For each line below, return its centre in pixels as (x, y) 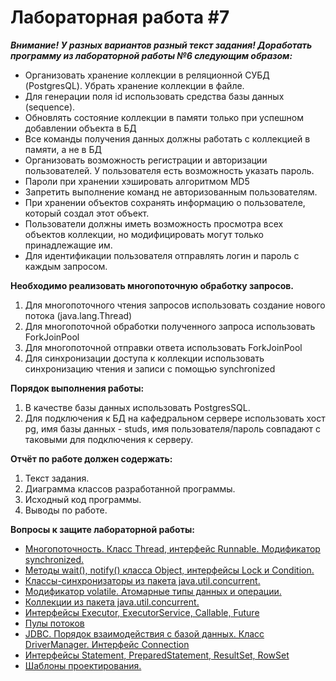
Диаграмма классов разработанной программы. (130, 488)
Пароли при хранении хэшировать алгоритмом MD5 (137, 181)
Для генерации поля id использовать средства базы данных (154, 96)
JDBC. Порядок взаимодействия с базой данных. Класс (144, 633)
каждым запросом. (66, 266)
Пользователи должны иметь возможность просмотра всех (154, 223)
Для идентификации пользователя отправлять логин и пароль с (162, 255)
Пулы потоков (54, 623)
